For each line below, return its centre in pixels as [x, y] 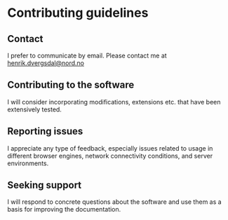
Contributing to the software [71, 85]
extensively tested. [34, 109]
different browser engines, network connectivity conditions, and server [110, 156]
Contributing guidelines [78, 13]
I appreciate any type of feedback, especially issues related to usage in [110, 148]
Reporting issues [45, 131]
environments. [28, 163]
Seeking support [45, 185]
